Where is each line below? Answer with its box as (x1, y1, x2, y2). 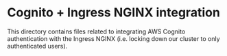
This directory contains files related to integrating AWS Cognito (7, 27, 186, 36)
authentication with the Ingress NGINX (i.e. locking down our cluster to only (7, 34, 221, 42)
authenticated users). (7, 42, 68, 50)
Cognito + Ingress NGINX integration (7, 5, 221, 20)
